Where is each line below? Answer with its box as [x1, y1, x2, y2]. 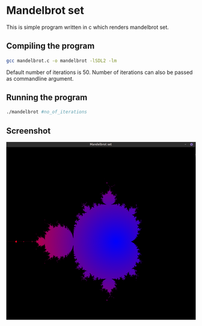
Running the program [6, 93, 88, 103]
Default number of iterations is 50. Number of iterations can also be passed [6, 69, 193, 76]
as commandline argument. [6, 75, 74, 82]
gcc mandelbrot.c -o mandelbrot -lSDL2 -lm [6, 58, 117, 64]
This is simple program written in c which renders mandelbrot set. [6, 23, 170, 31]
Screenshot [6, 126, 51, 136]
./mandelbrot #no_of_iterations [6, 109, 87, 115]
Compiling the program [6, 41, 95, 51]
